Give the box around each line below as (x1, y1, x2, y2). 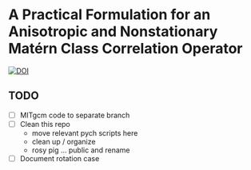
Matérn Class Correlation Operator (8, 40, 243, 57)
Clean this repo (19, 119, 70, 128)
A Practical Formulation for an (8, 6, 211, 24)
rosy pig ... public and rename (31, 145, 130, 155)
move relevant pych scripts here (31, 128, 138, 137)
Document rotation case (19, 153, 100, 163)
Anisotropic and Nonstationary (8, 22, 218, 41)
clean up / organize (31, 136, 96, 146)
